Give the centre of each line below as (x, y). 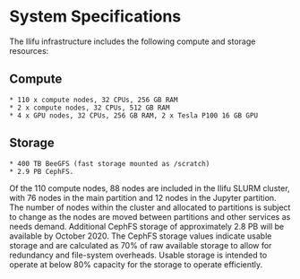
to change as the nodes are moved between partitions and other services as (150, 216)
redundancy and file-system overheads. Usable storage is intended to (138, 255)
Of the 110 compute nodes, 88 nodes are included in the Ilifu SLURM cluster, (150, 188)
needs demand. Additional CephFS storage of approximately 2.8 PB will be (147, 226)
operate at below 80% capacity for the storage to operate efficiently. (136, 264)
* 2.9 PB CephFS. (42, 171)
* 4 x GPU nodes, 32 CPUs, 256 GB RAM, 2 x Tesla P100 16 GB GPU (133, 115)
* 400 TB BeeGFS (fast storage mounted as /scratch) (110, 163)
